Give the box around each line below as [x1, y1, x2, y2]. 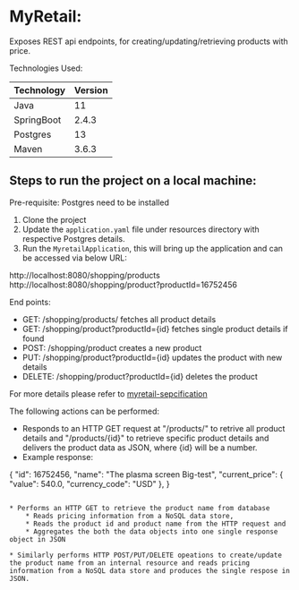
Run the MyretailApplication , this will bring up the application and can [21, 243, 284, 253]
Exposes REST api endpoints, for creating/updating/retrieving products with [9, 36, 288, 47]
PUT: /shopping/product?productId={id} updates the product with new [21, 352, 283, 363]
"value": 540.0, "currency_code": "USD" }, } [9, 478, 170, 489]
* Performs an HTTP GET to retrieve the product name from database [9, 503, 270, 512]
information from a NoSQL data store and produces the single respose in [9, 566, 291, 575]
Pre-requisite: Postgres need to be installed [9, 197, 170, 208]
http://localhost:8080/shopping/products [9, 269, 161, 280]
